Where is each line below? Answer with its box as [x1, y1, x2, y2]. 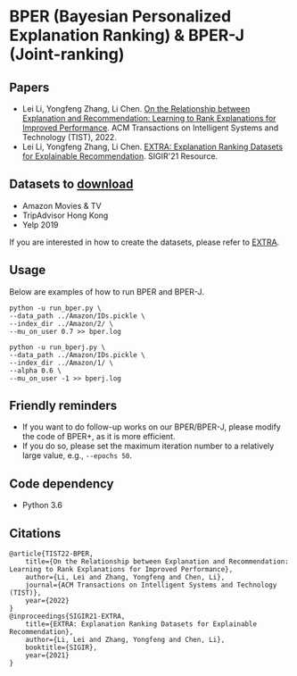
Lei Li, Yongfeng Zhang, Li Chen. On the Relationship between [21, 104, 251, 113]
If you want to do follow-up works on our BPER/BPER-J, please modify [21, 421, 281, 432]
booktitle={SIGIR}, [25, 643, 98, 653]
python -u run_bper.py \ [9, 304, 102, 313]
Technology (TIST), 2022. [21, 132, 118, 142]
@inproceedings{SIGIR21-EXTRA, [9, 612, 126, 622]
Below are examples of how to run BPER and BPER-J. [9, 286, 205, 296]
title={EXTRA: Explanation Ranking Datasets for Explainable [25, 620, 257, 629]
